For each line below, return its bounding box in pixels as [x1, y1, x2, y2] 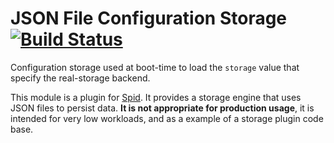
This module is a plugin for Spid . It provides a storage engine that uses [10, 91, 302, 103]
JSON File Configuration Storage [10, 7, 288, 30]
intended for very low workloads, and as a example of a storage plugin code [10, 112, 324, 124]
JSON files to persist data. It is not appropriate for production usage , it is [10, 102, 315, 114]
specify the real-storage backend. [10, 72, 151, 84]
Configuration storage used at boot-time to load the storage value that [10, 61, 300, 73]
